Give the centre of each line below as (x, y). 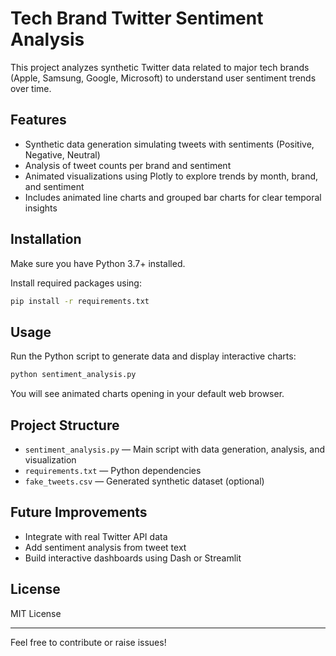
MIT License (36, 613)
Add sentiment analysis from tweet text (105, 547)
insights (41, 208)
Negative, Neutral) (62, 154)
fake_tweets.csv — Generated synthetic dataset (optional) (144, 481)
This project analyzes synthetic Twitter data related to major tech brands (160, 67)
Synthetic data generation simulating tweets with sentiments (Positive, (169, 144)
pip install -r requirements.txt (80, 301)
